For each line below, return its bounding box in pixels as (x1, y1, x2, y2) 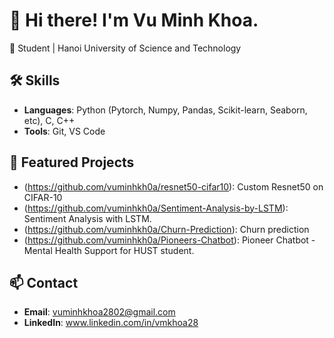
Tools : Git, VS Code (23, 125, 106, 137)
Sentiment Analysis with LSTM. (23, 212, 152, 224)
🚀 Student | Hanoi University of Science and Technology (9, 42, 242, 54)
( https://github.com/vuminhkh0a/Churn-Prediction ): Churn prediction (23, 223, 310, 235)
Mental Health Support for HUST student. (23, 244, 195, 256)
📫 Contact (9, 274, 79, 291)
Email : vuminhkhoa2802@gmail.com (23, 306, 176, 318)
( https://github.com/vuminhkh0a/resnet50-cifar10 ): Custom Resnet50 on (23, 180, 324, 193)
